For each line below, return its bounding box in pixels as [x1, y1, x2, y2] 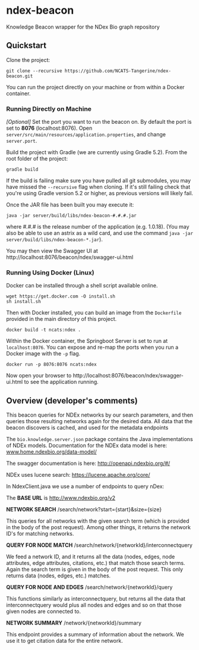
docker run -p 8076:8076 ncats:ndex [6, 361, 97, 368]
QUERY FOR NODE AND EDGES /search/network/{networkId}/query [6, 584, 173, 591]
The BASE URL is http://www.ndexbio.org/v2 [6, 495, 116, 502]
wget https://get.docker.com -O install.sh [6, 293, 116, 299]
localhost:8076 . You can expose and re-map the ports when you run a [6, 343, 179, 351]
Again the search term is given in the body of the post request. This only [6, 566, 183, 573]
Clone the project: [6, 56, 50, 63]
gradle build [6, 167, 39, 173]
